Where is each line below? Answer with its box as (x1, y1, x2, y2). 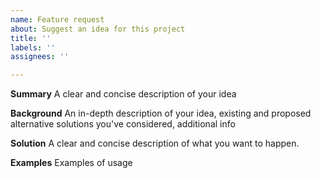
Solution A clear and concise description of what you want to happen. (10, 137, 300, 150)
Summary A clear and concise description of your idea (10, 88, 237, 100)
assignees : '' (10, 52, 70, 62)
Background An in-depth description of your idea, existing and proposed (10, 107, 312, 120)
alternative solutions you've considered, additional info (10, 118, 236, 130)
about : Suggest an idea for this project (10, 24, 186, 34)
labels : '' (10, 42, 56, 53)
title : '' (10, 33, 52, 43)
